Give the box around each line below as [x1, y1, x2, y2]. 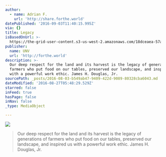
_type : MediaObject [5, 104, 45, 109]
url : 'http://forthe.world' [9, 53, 68, 58]
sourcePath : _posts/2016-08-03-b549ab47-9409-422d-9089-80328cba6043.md [5, 76, 158, 81]
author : [5, 7, 21, 12]
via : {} [5, 26, 21, 31]
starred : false [5, 85, 37, 90]
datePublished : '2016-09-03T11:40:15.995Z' [5, 21, 96, 26]
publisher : [5, 44, 28, 49]
